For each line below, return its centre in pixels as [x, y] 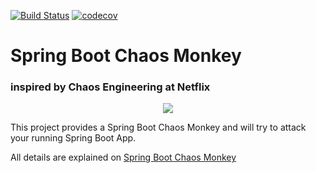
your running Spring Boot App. [73, 138]
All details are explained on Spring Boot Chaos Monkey [123, 157]
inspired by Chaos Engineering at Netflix [110, 87]
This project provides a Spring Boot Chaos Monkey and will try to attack [158, 127]
